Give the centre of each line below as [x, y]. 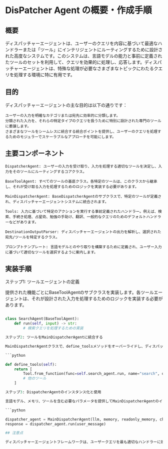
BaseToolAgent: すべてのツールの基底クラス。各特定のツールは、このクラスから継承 [81, 181]
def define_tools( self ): [31, 364]
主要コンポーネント [35, 154]
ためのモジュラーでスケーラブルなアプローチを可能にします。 [62, 137]
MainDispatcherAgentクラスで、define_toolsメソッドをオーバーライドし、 [75, 346]
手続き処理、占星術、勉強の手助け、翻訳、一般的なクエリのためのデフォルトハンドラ [87, 217]
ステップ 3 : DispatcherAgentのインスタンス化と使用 [53, 392]
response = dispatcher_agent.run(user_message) [56, 424]
